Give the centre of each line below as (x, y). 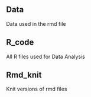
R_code (20, 43)
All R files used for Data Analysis (46, 56)
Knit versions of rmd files (37, 89)
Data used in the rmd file (36, 24)
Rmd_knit (24, 75)
